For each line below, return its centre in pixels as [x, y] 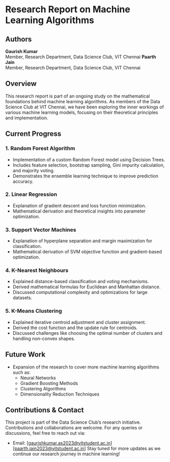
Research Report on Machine [68, 9]
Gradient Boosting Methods [49, 383]
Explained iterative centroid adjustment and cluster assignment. [79, 322]
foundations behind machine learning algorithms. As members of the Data [83, 101]
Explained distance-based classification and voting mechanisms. [81, 282]
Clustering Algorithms [43, 388]
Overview [21, 84]
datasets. [22, 298]
